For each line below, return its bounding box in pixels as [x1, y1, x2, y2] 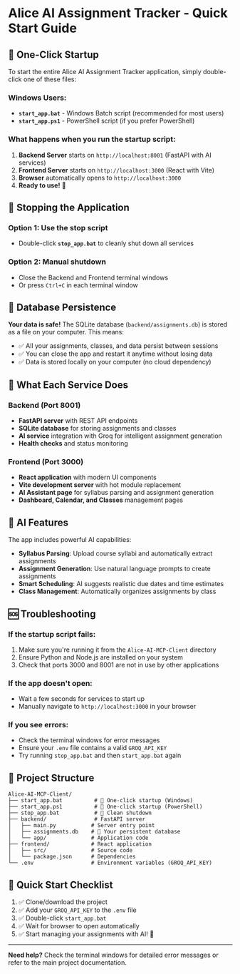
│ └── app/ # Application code [8, 834, 149, 842]
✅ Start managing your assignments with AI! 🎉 [18, 930, 155, 938]
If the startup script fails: [8, 629, 96, 639]
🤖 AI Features [8, 516, 69, 528]
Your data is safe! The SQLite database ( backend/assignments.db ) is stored [8, 320, 228, 329]
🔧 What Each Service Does [8, 379, 129, 391]
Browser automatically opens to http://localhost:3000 [18, 173, 182, 182]
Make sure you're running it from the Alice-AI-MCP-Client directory [18, 645, 216, 654]
